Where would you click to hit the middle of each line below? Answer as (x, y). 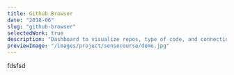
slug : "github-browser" (42, 26)
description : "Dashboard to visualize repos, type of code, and (102, 40)
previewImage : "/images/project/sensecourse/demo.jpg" (88, 46)
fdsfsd (16, 66)
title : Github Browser (40, 14)
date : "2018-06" (31, 20)
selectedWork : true (36, 33)
